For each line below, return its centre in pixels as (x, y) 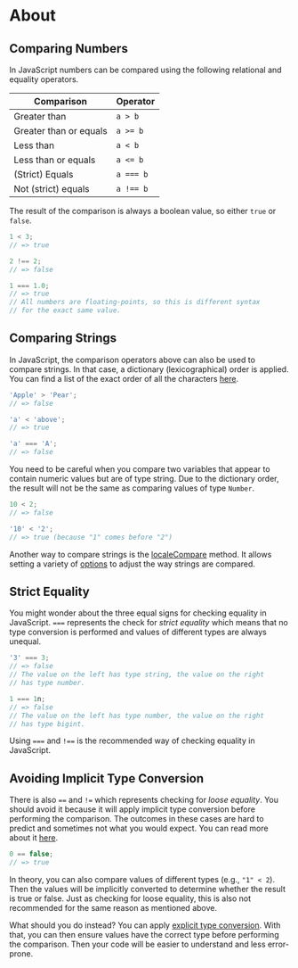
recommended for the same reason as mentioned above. (113, 907)
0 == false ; (31, 854)
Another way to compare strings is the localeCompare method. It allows (141, 554)
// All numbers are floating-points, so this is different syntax (135, 302)
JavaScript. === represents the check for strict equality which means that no (149, 623)
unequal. (25, 641)
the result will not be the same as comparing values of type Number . (132, 488)
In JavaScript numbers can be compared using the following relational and (145, 70)
